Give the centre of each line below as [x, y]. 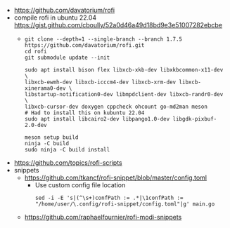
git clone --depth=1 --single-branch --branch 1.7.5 [103, 39]
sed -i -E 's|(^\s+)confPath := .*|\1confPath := [109, 198]
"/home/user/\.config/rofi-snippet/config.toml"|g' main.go [125, 204]
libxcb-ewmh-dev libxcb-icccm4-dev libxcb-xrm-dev [100, 82]
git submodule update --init [67, 58]
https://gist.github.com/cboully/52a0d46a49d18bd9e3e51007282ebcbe [118, 25]
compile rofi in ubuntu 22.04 [55, 18]
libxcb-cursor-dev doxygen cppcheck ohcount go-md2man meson [116, 107]
